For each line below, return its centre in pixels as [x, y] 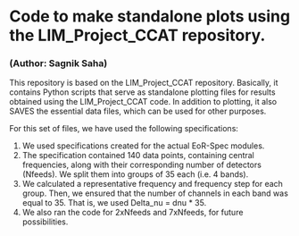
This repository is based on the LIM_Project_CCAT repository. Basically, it [144, 83]
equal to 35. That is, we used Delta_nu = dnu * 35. [114, 203]
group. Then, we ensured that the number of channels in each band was [155, 193]
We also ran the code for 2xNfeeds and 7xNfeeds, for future [133, 213]
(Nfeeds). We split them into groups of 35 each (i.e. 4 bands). [135, 174]
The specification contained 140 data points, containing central [138, 156]
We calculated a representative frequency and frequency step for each [153, 184]
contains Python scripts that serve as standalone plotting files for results [142, 92]
